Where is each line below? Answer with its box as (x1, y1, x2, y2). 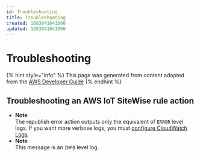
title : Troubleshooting (6, 14, 66, 21)
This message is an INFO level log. (14, 144, 99, 151)
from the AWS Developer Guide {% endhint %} (6, 78, 122, 85)
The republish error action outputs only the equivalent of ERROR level (14, 118, 184, 125)
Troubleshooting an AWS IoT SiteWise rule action (6, 95, 195, 106)
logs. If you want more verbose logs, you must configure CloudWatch (14, 124, 188, 132)
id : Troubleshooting (6, 8, 58, 15)
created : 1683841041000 (6, 20, 66, 26)
